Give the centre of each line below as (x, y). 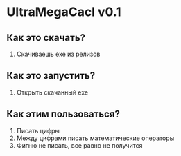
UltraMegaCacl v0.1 (64, 12)
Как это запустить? (51, 76)
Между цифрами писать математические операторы (95, 138)
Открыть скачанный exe (52, 92)
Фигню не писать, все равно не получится (79, 145)
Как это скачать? (46, 38)
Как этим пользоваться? (63, 114)
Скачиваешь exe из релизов (58, 54)
